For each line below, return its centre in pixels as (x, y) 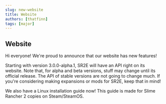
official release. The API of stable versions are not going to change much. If (83, 76)
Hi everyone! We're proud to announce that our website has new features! (81, 56)
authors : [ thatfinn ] (27, 19)
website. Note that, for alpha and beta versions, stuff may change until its (80, 71)
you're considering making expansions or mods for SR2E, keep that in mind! (83, 81)
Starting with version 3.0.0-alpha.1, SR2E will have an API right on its (75, 66)
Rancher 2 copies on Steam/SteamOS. (45, 96)
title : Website (21, 14)
